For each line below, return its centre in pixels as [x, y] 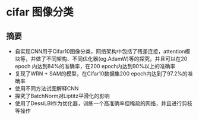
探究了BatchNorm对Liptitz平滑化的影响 [62, 96]
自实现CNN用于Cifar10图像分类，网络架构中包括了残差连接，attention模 [102, 51]
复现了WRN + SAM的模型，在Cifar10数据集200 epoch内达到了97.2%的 [101, 74]
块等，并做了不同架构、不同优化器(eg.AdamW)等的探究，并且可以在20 [101, 59]
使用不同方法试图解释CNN [47, 89]
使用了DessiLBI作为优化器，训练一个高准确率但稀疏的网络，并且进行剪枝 [104, 103]
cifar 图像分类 [40, 12]
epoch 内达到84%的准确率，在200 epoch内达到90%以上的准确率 [95, 66]
